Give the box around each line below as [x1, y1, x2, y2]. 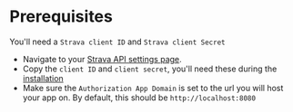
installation [22, 72, 64, 83]
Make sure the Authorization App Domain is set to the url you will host [22, 82, 284, 93]
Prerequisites [9, 6, 114, 27]
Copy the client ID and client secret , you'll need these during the [22, 63, 278, 74]
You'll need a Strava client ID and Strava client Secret [9, 36, 226, 47]
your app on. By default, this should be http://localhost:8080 [22, 92, 257, 103]
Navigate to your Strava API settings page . [22, 53, 182, 64]
